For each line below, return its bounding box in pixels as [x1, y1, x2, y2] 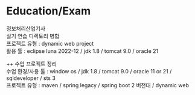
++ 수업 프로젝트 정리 [6, 60, 57, 67]
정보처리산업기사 [6, 25, 46, 32]
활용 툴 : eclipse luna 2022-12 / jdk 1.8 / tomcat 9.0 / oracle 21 [6, 47, 159, 55]
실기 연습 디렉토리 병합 [6, 32, 60, 40]
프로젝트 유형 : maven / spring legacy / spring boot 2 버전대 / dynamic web [6, 81, 189, 88]
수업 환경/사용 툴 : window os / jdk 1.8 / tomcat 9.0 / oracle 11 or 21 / [6, 67, 172, 75]
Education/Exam [6, 4, 91, 18]
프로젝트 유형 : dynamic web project [6, 40, 94, 47]
